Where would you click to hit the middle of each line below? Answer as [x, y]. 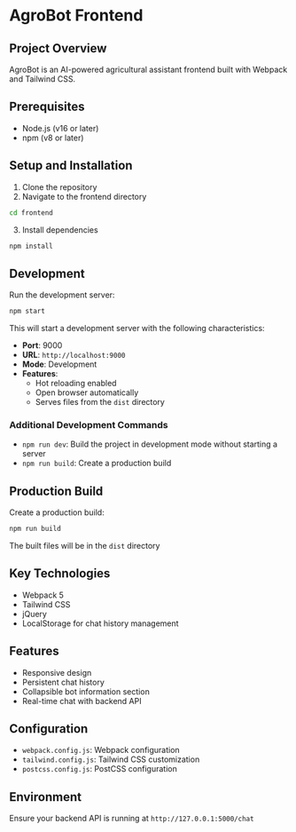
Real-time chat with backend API [82, 701]
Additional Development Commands [89, 424]
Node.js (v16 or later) [60, 128]
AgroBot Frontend [76, 16]
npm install [31, 246]
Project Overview [58, 48]
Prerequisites [47, 107]
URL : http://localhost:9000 [74, 355]
